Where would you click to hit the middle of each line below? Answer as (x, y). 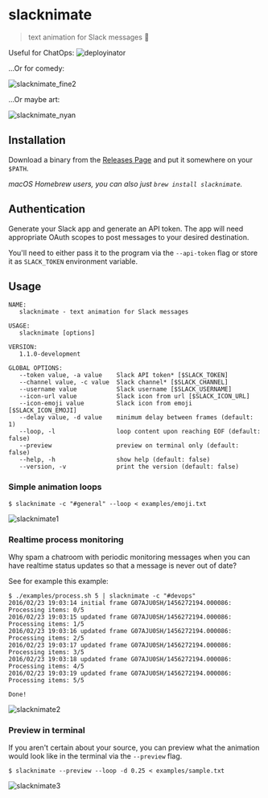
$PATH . (19, 168)
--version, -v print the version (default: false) (129, 467)
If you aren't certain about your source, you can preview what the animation (134, 748)
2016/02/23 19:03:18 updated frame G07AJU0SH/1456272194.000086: (120, 659)
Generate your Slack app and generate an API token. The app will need (126, 228)
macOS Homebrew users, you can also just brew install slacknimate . (126, 183)
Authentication (47, 210)
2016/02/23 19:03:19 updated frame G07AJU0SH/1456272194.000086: (120, 673)
